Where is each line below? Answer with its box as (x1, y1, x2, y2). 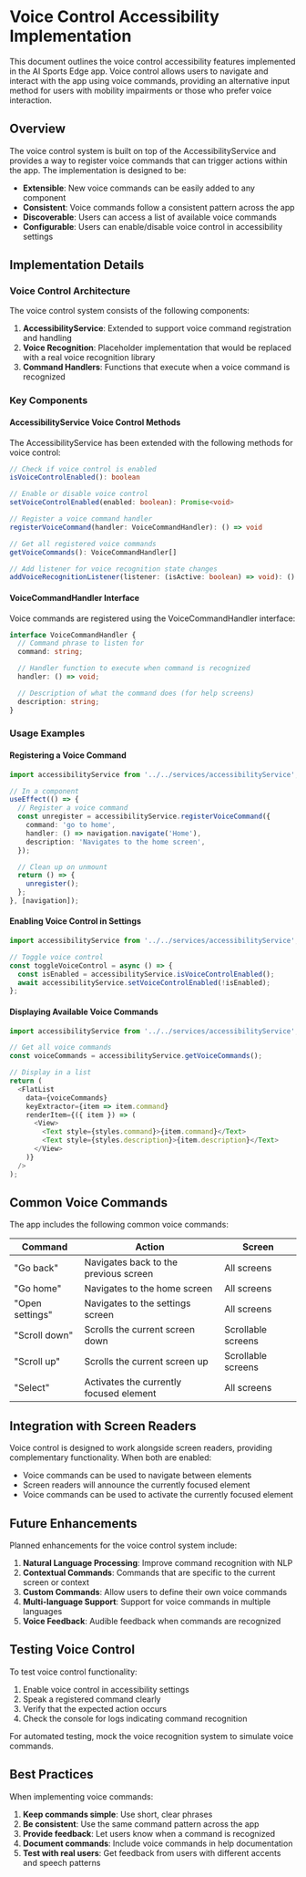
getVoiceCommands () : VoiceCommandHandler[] (9, 547, 178, 557)
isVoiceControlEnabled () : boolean (9, 472, 141, 482)
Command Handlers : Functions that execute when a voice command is (22, 362, 291, 373)
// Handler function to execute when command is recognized (17, 664, 250, 673)
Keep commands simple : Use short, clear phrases (22, 1809, 213, 1820)
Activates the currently (84, 1375, 182, 1388)
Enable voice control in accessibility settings (22, 1684, 189, 1695)
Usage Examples (9, 727, 86, 740)
